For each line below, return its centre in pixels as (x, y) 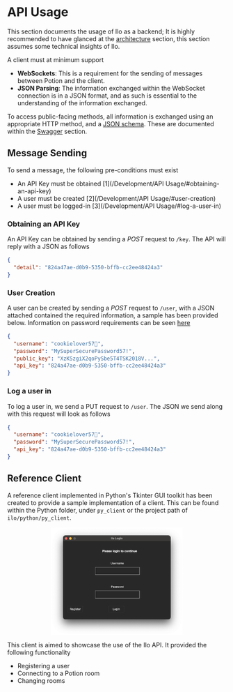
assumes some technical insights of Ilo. (64, 46)
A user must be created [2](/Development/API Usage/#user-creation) (116, 198)
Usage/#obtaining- (193, 183)
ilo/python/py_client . (39, 518)
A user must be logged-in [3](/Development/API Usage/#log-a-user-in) (119, 206)
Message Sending (47, 153)
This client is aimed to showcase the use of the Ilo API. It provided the (107, 645)
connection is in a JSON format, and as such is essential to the (107, 96)
